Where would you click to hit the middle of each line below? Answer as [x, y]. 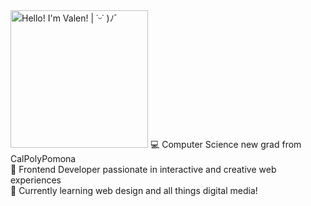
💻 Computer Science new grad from [225, 144]
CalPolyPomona [43, 158]
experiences [36, 180]
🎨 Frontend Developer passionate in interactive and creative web [143, 169]
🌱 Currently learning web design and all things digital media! [134, 190]
